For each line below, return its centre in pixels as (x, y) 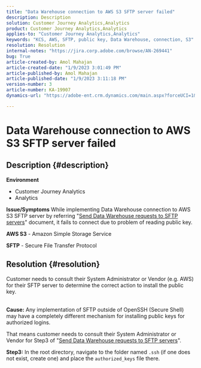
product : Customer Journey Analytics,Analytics (67, 29)
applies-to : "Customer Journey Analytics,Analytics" (73, 34)
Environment (22, 179)
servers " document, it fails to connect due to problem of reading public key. (99, 222)
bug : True (19, 56)
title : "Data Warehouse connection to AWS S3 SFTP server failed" (91, 12)
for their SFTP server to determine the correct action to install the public (95, 285)
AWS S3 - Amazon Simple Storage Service (59, 234)
